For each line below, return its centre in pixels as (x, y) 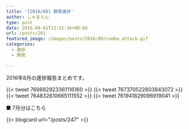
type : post (19, 22)
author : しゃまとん (28, 17)
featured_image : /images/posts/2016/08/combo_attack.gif (77, 39)
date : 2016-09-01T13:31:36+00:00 (47, 28)
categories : (21, 45)
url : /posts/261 (26, 33)
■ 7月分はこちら (26, 108)
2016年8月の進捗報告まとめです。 (47, 77)
